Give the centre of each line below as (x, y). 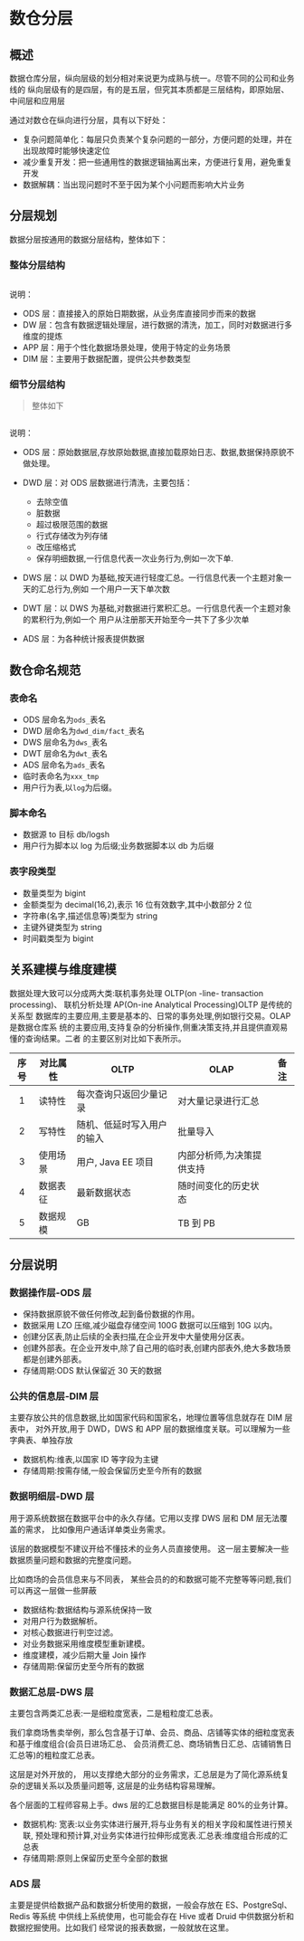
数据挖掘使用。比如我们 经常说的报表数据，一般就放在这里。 (121, 1927)
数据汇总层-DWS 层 (52, 1691)
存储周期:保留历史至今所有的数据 (83, 1666)
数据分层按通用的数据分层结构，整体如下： (89, 239)
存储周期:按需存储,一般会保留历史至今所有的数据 (112, 1470)
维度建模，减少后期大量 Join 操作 (84, 1655)
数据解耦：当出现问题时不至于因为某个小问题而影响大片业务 (133, 185)
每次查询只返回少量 (117, 1094)
